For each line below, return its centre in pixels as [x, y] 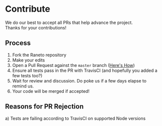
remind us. [23, 86]
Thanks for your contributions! [36, 27]
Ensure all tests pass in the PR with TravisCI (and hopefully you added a [85, 70]
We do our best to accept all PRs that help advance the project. [69, 22]
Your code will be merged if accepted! [51, 91]
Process [18, 43]
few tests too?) [27, 75]
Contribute [28, 9]
